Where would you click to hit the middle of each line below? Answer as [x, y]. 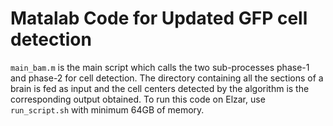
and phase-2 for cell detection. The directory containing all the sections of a [167, 78]
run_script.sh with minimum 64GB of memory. [107, 109]
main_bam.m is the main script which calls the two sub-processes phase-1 [160, 67]
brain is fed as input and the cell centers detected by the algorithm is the [160, 88]
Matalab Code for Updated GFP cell [159, 18]
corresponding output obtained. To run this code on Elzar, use [138, 99]
